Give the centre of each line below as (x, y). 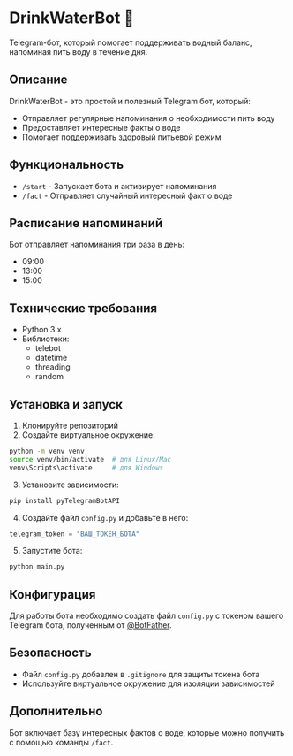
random (49, 377)
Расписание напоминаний (86, 223)
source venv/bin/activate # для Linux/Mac (90, 459)
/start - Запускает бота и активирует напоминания (119, 186)
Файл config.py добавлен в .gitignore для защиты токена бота (141, 674)
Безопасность (50, 653)
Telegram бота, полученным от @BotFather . (90, 625)
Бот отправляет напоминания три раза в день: (97, 244)
